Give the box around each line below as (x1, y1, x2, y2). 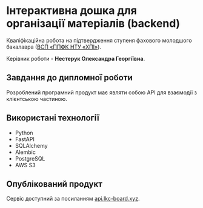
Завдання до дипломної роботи (6, 72, 133, 83)
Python (15, 129, 33, 136)
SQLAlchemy (15, 142, 48, 149)
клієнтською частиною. (6, 95, 68, 102)
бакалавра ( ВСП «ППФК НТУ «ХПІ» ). (6, 43, 102, 50)
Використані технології (6, 113, 99, 123)
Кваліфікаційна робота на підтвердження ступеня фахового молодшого (6, 36, 192, 44)
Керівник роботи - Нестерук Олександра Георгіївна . (6, 55, 145, 62)
